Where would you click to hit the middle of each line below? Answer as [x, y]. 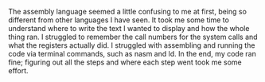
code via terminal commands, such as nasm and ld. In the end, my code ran [132, 54]
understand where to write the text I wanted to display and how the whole [129, 28]
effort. [19, 70]
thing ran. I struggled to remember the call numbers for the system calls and [133, 37]
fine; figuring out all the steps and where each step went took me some [125, 62]
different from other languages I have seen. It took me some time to [119, 20]
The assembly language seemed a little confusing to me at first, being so [127, 12]
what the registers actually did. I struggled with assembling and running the [132, 45]
